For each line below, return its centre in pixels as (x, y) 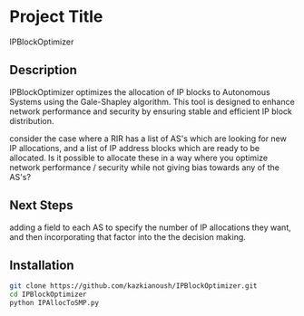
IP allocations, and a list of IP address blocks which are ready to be (135, 148)
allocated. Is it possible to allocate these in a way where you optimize (139, 158)
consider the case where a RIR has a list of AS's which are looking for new (148, 139)
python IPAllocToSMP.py (54, 303)
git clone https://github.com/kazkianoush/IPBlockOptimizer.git (133, 286)
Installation (42, 265)
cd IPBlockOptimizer (49, 295)
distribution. (32, 120)
